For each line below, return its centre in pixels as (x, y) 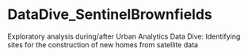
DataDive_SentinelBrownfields (110, 15)
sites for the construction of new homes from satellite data (103, 44)
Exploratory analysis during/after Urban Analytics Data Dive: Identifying (124, 36)
